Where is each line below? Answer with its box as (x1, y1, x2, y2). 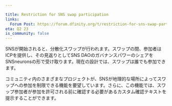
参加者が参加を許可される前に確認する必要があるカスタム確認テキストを (14, 89, 167, 95)
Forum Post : (10, 22, 36, 27)
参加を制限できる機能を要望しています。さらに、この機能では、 (23, 82, 157, 89)
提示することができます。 (5, 95, 59, 101)
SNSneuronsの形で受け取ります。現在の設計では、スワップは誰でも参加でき (5, 58, 166, 65)
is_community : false (5, 31, 50, 36)
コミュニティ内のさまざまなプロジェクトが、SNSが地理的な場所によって (5, 76, 158, 82)
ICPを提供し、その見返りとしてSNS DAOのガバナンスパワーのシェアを (5, 52, 154, 58)
